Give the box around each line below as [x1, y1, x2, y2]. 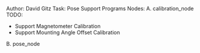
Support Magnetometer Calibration [14, 23, 101, 29]
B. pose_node [6, 41, 40, 47]
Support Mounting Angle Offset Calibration [14, 29, 121, 36]
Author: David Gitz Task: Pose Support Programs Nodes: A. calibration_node [6, 5, 194, 12]
